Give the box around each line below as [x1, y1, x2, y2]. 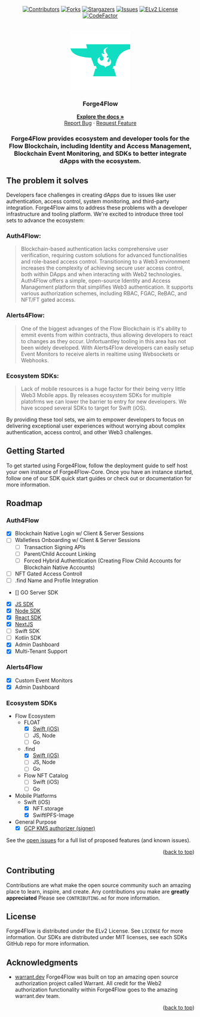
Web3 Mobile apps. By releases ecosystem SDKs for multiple [20, 391, 172, 398]
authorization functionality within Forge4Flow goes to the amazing [14, 986, 178, 994]
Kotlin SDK [14, 634, 42, 641]
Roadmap [6, 498, 43, 509]
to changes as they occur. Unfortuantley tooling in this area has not [20, 337, 186, 344]
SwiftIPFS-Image [32, 812, 75, 819]
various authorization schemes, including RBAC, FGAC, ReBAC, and [20, 290, 187, 297]
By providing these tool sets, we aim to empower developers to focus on [6, 416, 184, 423]
